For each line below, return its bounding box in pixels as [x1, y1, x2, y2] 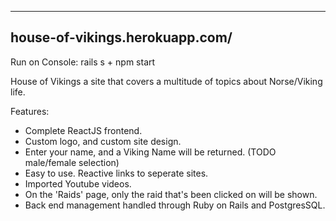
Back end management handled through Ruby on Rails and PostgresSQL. [24, 199, 326, 211]
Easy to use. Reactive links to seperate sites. [24, 167, 209, 179]
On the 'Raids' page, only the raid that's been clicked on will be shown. [24, 188, 318, 200]
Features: [10, 105, 50, 117]
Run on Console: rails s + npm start [10, 56, 156, 68]
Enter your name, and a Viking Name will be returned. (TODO [24, 146, 277, 158]
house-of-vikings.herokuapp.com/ [10, 29, 233, 46]
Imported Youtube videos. [24, 177, 132, 190]
